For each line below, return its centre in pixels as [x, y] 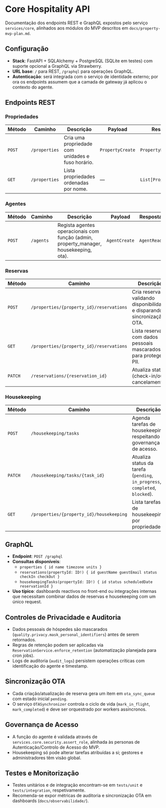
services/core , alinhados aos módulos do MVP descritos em [67, 28]
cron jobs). [23, 655]
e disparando [147, 311]
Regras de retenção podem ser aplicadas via [58, 645]
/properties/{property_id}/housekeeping [79, 515]
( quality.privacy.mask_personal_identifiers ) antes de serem [76, 634]
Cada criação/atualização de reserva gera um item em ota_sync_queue [84, 693]
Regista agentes [76, 225]
